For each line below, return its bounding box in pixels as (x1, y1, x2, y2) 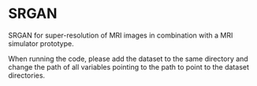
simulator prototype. (8, 38, 74, 48)
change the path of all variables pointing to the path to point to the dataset (8, 62, 250, 71)
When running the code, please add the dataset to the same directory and (8, 54, 248, 63)
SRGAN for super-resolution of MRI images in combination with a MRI (8, 30, 233, 40)
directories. (8, 70, 46, 80)
